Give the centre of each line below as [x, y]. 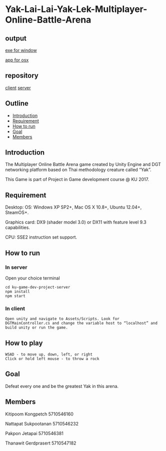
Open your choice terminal [32, 278]
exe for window [21, 50]
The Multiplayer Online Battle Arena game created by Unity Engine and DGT [83, 164]
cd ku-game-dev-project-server [38, 287]
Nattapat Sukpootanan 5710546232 [42, 423]
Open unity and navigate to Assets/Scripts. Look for [62, 319]
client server [18, 87]
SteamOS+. [17, 212]
